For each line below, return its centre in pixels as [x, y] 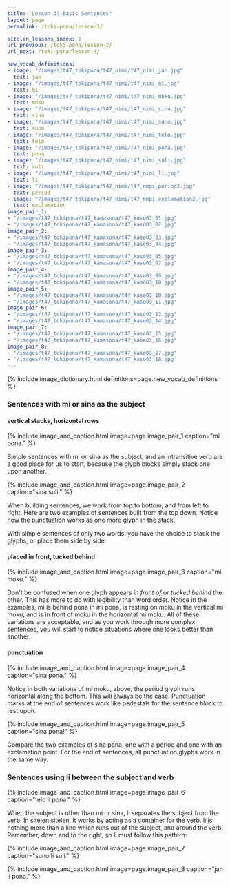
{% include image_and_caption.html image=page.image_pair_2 [96, 485]
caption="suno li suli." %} [43, 855]
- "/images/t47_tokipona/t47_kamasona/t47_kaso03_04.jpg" [92, 244]
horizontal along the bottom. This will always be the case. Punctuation [106, 696]
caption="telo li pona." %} [44, 799]
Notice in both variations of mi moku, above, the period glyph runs [101, 688]
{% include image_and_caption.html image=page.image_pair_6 [96, 792]
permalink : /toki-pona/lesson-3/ [55, 26]
